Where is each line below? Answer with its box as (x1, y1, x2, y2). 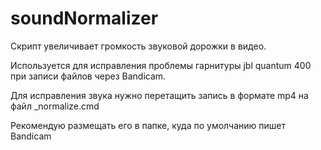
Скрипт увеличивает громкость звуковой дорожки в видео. (10, 40, 267, 52)
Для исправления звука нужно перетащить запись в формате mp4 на (10, 89, 309, 101)
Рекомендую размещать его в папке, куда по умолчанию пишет (10, 119, 287, 131)
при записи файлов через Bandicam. (10, 70, 167, 82)
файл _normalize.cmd (10, 100, 100, 112)
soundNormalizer (10, 7, 159, 30)
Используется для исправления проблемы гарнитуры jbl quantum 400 (10, 59, 312, 71)
